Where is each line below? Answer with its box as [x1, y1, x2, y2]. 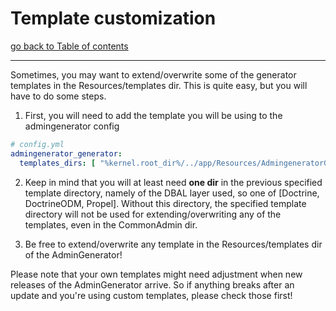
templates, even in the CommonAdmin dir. [24, 218, 198, 231]
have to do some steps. [10, 90, 107, 102]
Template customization [10, 7, 217, 30]
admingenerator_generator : [10, 148, 123, 159]
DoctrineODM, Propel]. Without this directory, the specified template [24, 197, 307, 209]
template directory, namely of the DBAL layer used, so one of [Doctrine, [24, 187, 320, 199]
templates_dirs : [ [19, 158, 97, 168]
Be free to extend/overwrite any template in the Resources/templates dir [24, 238, 323, 250]
